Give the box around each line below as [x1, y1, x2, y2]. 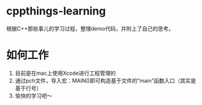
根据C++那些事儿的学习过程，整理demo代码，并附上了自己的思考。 [6, 25, 174, 32]
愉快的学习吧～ [14, 92, 52, 99]
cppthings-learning [6, 4, 106, 18]
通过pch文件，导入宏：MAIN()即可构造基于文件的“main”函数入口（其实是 [14, 77, 197, 84]
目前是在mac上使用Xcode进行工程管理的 [14, 69, 116, 77]
